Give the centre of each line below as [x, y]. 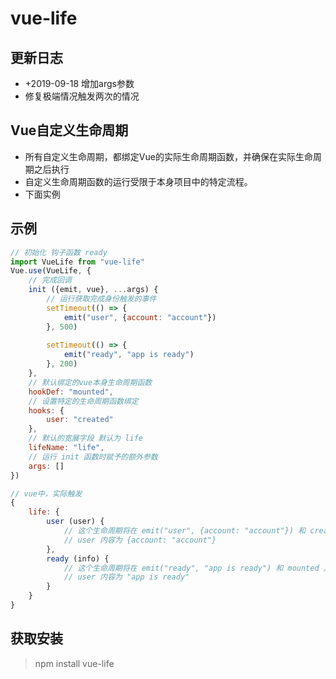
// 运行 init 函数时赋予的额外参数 [93, 457]
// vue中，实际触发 [46, 493]
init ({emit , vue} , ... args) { [93, 290]
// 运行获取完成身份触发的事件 [101, 299]
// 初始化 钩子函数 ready [59, 252]
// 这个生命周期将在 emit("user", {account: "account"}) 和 [185, 531]
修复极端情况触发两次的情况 [82, 96]
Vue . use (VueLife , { [51, 271]
